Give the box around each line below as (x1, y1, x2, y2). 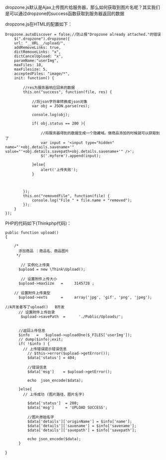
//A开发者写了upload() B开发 (5, 305, 65, 310)
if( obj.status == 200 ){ (31, 121, 85, 126)
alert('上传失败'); (40, 167, 78, 172)
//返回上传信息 (18, 328, 46, 333)
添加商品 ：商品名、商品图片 (18, 248, 69, 253)
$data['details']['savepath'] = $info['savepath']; (27, 428, 137, 433)
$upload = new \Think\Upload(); (18, 267, 85, 272)
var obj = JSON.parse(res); (31, 104, 90, 109)
